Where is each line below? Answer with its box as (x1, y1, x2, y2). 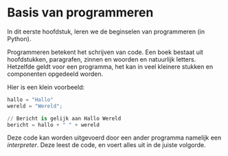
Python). (7, 34, 32, 42)
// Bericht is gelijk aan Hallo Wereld (7, 115, 122, 122)
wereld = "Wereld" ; (7, 103, 63, 109)
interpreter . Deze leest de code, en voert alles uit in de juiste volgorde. (7, 141, 206, 149)
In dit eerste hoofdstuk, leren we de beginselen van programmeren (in (7, 27, 205, 36)
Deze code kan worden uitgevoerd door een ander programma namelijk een (7, 133, 222, 142)
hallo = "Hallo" (7, 96, 54, 103)
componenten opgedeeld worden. (7, 70, 104, 78)
